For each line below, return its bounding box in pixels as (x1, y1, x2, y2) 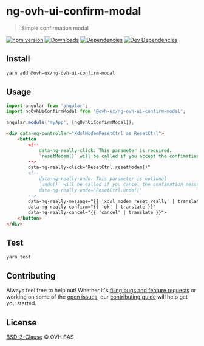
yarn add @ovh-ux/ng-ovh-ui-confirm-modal (6, 70, 115, 76)
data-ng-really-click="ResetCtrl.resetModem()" (28, 164, 151, 171)
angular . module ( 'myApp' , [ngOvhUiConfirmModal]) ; (6, 120, 135, 126)
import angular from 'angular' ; (6, 103, 88, 109)
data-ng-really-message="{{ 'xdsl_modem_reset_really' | (28, 198, 175, 204)
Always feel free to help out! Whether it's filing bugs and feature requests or (6, 287, 197, 294)
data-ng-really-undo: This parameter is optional (38, 176, 167, 182)
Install (6, 54, 30, 64)
